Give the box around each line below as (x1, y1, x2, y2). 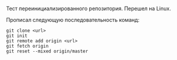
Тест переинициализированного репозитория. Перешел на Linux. (6, 5, 171, 12)
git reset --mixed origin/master (6, 48, 88, 54)
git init (6, 33, 28, 39)
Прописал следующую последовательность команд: (6, 16, 140, 23)
